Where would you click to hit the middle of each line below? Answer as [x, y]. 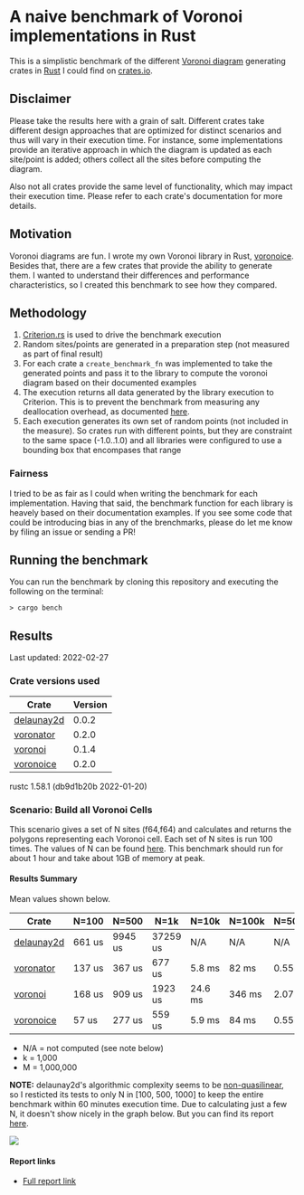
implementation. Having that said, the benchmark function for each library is [152, 503]
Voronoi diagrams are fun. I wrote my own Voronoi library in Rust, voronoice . [152, 256]
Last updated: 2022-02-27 [59, 658]
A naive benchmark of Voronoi [126, 17]
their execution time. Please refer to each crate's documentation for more [146, 195]
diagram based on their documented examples [109, 383]
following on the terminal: [57, 592]
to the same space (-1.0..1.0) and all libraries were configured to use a [152, 441]
